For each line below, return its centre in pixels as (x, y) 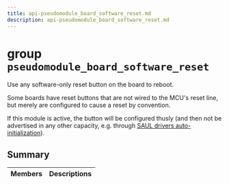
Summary (28, 155)
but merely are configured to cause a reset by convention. (89, 105)
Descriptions (70, 174)
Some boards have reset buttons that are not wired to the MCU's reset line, (113, 98)
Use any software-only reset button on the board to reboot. (91, 85)
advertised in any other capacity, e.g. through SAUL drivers (91, 126)
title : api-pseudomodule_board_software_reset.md (79, 13)
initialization (24, 133)
